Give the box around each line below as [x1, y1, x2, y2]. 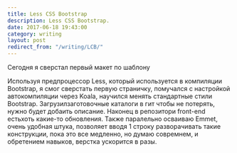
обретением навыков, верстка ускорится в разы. [7, 137, 157, 146]
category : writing [7, 30, 62, 38]
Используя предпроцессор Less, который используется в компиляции [7, 77, 223, 85]
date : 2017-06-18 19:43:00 [7, 23, 88, 31]
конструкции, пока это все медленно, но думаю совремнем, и [7, 130, 199, 138]
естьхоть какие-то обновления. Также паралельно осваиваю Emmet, [7, 115, 218, 123]
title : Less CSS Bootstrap [7, 10, 88, 18]
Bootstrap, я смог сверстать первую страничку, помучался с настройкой [7, 85, 231, 93]
